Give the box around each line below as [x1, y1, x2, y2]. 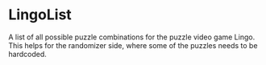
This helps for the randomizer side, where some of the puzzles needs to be [8, 40, 258, 50]
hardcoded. [8, 49, 47, 59]
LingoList [8, 6, 73, 24]
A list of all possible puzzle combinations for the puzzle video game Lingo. [8, 32, 256, 42]
